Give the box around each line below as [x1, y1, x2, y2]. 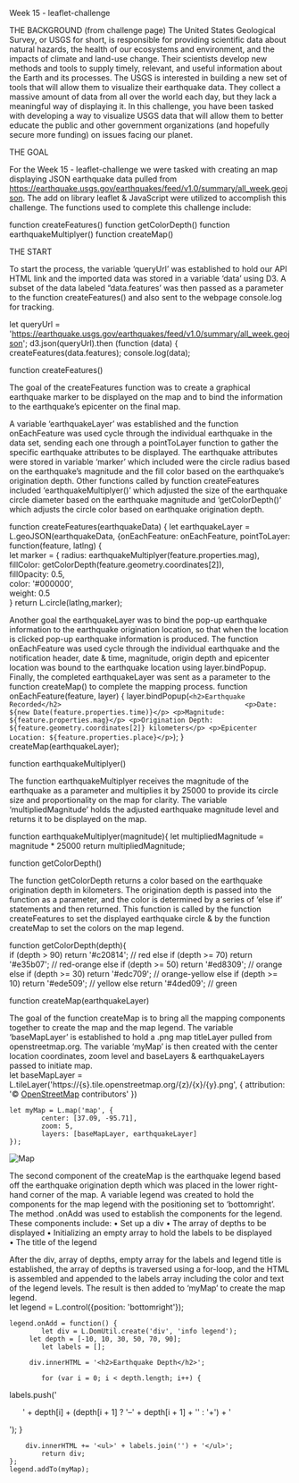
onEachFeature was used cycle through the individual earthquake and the [9, 643, 280, 654]
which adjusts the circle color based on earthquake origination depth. [9, 504, 265, 514]
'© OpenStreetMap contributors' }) [9, 1089, 137, 1099]
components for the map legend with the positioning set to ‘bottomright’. [9, 1199, 275, 1209]
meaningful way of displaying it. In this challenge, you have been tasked [9, 101, 274, 111]
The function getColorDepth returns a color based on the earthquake [9, 876, 263, 886]
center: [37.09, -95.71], [41, 1114, 138, 1123]
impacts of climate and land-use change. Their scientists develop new [9, 54, 268, 64]
